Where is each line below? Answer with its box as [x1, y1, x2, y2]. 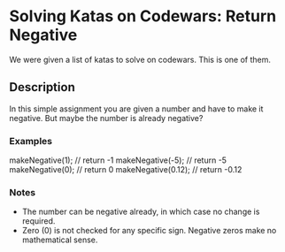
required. [21, 216, 56, 226]
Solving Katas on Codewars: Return [9, 6, 277, 27]
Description [9, 80, 75, 95]
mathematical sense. [21, 234, 98, 245]
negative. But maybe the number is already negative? [9, 112, 204, 123]
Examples [9, 134, 53, 147]
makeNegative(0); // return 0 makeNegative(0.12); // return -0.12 [9, 164, 243, 175]
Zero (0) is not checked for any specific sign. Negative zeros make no [21, 225, 277, 236]
